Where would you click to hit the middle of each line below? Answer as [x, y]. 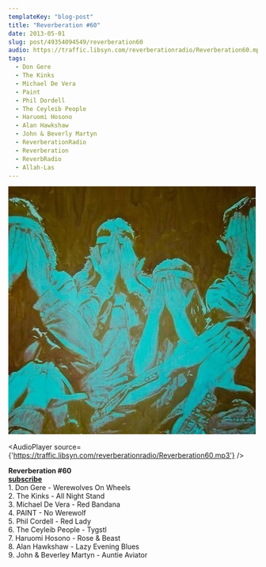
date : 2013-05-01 [37, 33]
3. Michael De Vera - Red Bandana [65, 504]
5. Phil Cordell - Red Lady [50, 521]
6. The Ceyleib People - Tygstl [57, 530]
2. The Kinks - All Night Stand [57, 496]
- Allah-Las [35, 167]
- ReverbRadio [38, 159]
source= [68, 447]
